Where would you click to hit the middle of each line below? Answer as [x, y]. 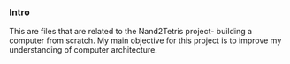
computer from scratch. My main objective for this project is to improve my [145, 40]
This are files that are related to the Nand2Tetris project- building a [131, 32]
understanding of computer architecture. [83, 50]
